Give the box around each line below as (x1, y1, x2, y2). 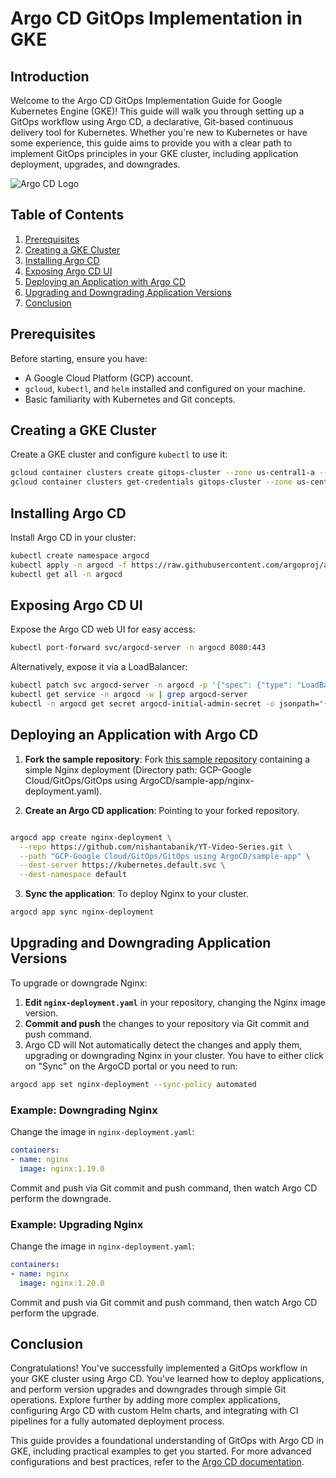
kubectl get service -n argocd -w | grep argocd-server (10, 690, 248, 700)
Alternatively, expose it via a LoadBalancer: (10, 661, 188, 673)
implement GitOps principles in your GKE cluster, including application (10, 148, 299, 159)
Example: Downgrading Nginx (10, 1103, 158, 1117)
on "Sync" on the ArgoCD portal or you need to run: (24, 1060, 238, 1072)
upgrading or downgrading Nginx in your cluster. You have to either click (24, 1049, 324, 1061)
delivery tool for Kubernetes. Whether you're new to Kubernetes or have (10, 127, 308, 138)
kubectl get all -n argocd (10, 569, 123, 579)
